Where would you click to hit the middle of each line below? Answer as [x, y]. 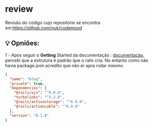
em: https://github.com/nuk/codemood [44, 27]
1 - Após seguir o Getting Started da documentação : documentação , [75, 55]
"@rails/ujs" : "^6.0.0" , [39, 93]
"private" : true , [27, 84]
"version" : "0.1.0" [29, 115]
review [19, 9]
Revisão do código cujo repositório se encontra [53, 23]
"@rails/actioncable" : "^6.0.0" [47, 106]
